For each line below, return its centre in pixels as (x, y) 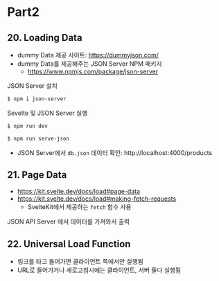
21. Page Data (37, 175)
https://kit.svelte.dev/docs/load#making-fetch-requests (97, 199)
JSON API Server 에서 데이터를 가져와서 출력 (69, 221)
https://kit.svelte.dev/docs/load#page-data (79, 192)
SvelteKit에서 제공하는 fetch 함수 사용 (79, 207)
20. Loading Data (45, 38)
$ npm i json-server (37, 99)
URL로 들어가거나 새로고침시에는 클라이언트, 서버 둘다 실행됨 (99, 270)
